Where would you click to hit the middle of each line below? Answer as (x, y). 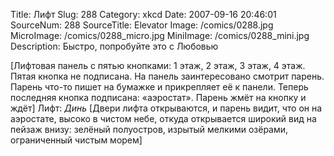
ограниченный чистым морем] (76, 140)
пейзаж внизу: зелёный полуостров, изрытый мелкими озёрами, (149, 129)
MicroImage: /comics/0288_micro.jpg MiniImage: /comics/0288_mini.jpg (160, 35)
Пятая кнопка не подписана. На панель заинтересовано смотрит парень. (167, 76)
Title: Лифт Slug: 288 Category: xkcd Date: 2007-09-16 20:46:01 (143, 14)
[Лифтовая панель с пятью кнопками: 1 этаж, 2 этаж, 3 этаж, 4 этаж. (158, 65)
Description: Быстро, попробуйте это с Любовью (114, 46)
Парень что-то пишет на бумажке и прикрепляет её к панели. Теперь (159, 87)
